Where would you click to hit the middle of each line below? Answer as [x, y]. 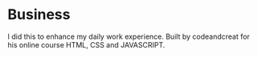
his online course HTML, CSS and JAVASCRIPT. [86, 44]
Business [39, 15]
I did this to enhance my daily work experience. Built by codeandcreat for [129, 36]
